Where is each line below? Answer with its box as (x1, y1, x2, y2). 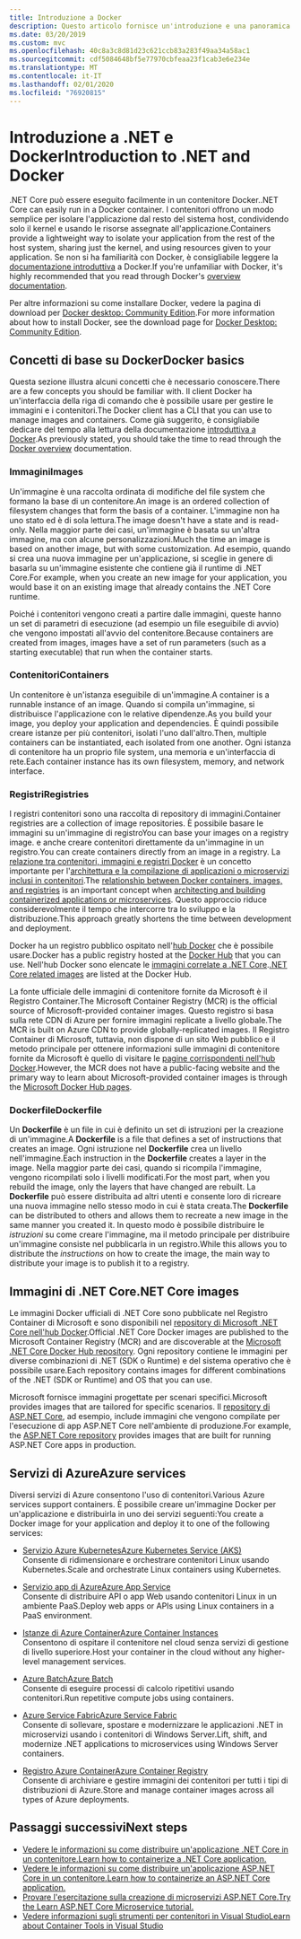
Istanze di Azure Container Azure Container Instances (21, 1628, 219, 1638)
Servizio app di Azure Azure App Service (21, 1582, 171, 1592)
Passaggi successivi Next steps (9, 1820, 188, 1836)
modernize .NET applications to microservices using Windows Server (21, 1739, 279, 1750)
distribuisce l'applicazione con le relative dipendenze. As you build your (9, 708, 272, 719)
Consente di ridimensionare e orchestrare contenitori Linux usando (21, 1555, 270, 1566)
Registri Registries (9, 787, 90, 800)
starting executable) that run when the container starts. (9, 646, 213, 657)
